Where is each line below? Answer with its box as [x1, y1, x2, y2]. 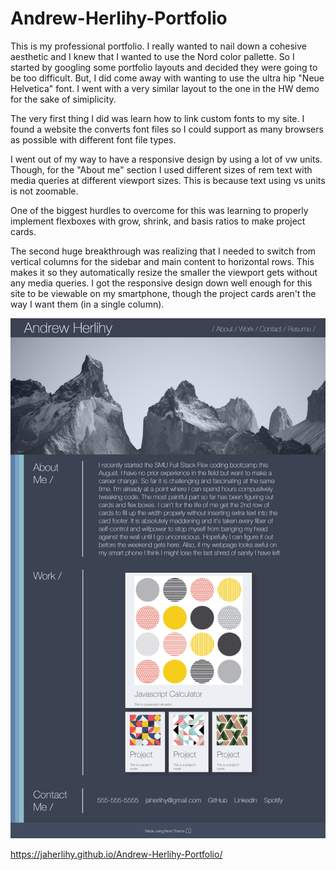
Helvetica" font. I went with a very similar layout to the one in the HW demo [10, 82, 320, 94]
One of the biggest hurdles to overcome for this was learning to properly [10, 204, 309, 216]
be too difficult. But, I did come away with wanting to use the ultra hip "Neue [10, 72, 325, 84]
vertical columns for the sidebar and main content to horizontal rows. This [10, 255, 315, 267]
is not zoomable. [10, 185, 79, 197]
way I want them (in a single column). [10, 298, 165, 310]
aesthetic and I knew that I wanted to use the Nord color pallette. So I [10, 50, 295, 62]
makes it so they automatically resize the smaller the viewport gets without [10, 266, 318, 278]
